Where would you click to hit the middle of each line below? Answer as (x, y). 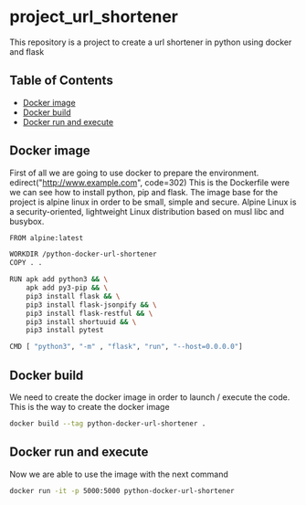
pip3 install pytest (65, 331)
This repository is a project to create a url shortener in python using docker (151, 42)
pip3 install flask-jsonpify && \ (91, 305)
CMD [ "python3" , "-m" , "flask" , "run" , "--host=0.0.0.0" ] (127, 347)
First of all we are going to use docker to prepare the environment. (134, 173)
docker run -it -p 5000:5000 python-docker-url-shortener (122, 490)
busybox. (27, 221)
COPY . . (26, 263)
